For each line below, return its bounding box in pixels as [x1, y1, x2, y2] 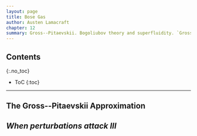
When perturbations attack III [6, 121, 117, 131]
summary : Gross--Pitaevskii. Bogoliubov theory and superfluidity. [6, 30, 175, 36]
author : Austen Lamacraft [6, 19, 69, 25]
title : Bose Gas [6, 14, 46, 20]
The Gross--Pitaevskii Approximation [6, 101, 145, 111]
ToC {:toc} [14, 78, 40, 85]
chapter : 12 [6, 25, 35, 31]
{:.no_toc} [6, 67, 30, 74]
